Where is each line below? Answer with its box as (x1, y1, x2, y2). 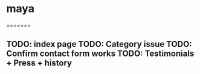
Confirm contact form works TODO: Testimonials (6, 49, 195, 59)
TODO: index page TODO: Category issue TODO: (6, 39, 192, 49)
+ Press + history (6, 58, 73, 68)
